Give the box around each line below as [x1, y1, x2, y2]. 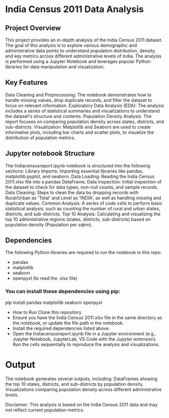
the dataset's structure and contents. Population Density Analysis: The [5, 113, 152, 119]
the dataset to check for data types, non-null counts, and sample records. [5, 184, 159, 190]
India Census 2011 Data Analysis [5, 4, 144, 15]
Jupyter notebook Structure [5, 149, 95, 158]
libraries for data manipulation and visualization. [5, 64, 105, 70]
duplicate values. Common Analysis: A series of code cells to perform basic [5, 200, 163, 206]
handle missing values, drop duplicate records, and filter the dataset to [5, 97, 152, 103]
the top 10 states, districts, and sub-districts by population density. [5, 381, 144, 387]
